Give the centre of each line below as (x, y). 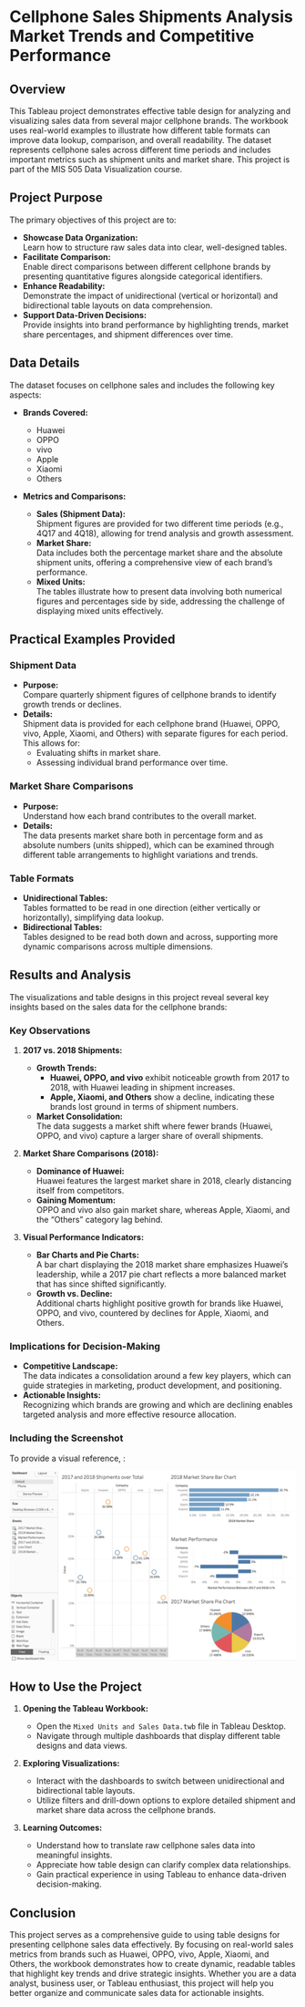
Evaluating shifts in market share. (98, 753)
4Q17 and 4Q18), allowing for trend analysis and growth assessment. (165, 533)
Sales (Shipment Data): (81, 513)
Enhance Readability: (64, 285)
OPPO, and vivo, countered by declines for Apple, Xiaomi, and (152, 1313)
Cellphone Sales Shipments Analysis (152, 17)
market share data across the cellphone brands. (126, 1810)
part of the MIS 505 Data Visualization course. (96, 169)
